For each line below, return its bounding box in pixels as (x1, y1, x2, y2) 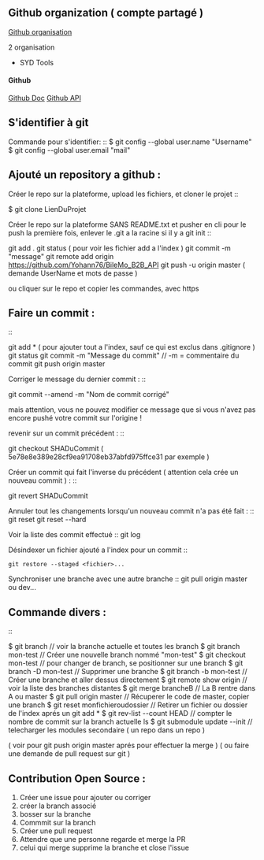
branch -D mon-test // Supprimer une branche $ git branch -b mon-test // (8, 667, 247, 677)
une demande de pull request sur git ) (8, 749, 131, 758)
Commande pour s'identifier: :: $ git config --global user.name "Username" (8, 137, 252, 146)
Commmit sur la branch (19, 818, 96, 828)
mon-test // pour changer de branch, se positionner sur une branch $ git (8, 658, 244, 668)
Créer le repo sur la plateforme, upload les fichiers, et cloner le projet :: (8, 189, 239, 198)
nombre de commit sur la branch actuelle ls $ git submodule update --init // (8, 717, 253, 727)
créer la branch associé (19, 801, 97, 810)
